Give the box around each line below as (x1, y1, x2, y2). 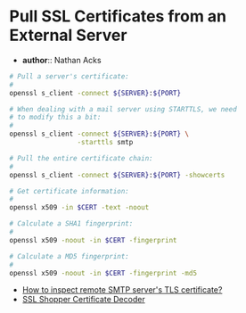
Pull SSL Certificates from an (9, 6, 227, 27)
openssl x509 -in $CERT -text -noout (9, 203, 150, 212)
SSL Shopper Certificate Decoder (21, 294, 145, 305)
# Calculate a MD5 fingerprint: (9, 251, 129, 260)
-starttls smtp (77, 138, 134, 147)
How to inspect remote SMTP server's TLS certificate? (21, 284, 223, 295)
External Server (9, 25, 127, 45)
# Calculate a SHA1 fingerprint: (9, 219, 134, 228)
